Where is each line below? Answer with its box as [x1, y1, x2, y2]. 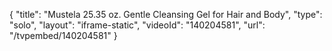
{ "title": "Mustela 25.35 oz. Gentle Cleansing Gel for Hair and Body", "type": [9, 9, 323, 20]
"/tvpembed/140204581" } [9, 30, 118, 41]
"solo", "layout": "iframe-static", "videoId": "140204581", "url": [9, 19, 266, 31]
